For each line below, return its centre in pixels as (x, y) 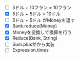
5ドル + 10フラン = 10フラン (42, 7)
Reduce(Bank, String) (35, 38)
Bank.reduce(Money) (35, 26)
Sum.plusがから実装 (33, 44)
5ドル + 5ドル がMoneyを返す (44, 20)
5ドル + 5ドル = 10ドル (36, 14)
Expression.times (31, 50)
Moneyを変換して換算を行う (42, 33)
